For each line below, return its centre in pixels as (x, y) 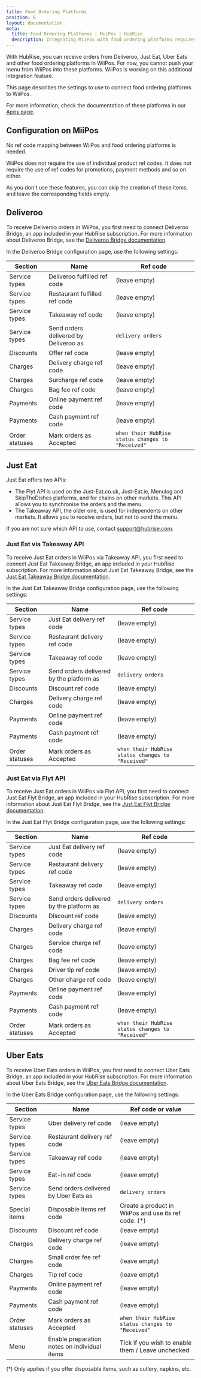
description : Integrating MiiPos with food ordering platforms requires (104, 40)
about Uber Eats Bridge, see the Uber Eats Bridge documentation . (87, 1082)
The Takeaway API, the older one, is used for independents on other (99, 511)
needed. (16, 151)
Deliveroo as (66, 343)
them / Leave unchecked (154, 1350)
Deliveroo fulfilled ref (78, 276)
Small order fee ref (74, 1257)
